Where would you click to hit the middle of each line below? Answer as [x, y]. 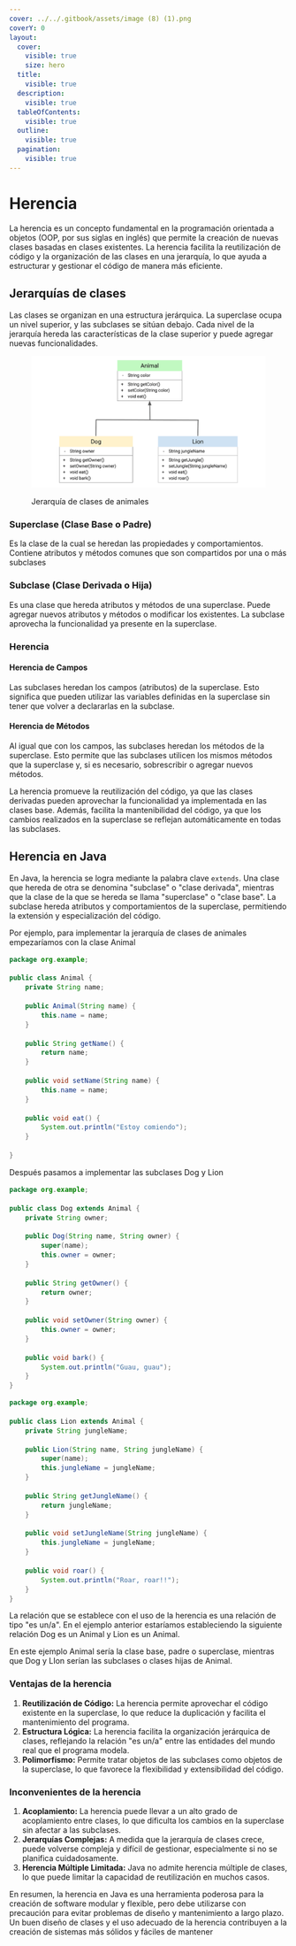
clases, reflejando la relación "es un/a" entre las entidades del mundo [148, 1741]
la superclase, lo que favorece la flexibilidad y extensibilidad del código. [153, 1769]
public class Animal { [51, 978]
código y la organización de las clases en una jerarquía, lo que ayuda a [138, 256]
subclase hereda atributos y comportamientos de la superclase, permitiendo [148, 906]
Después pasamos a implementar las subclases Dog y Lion [116, 1172]
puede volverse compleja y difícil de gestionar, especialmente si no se [150, 1849]
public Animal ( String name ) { [81, 1006]
